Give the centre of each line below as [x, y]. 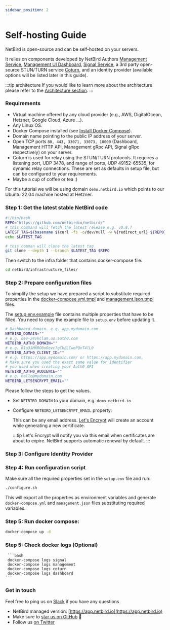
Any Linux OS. [27, 125]
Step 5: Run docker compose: [42, 521]
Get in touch [21, 590]
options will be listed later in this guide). [47, 75]
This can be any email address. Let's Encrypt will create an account [83, 420]
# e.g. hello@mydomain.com [34, 376]
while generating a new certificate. [49, 425]
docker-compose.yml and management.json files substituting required [75, 503]
